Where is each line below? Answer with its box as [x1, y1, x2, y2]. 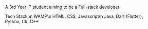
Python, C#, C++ [5, 19, 39, 24]
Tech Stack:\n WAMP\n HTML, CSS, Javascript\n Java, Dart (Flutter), [5, 14, 144, 19]
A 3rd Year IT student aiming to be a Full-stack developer [5, 4, 120, 10]
